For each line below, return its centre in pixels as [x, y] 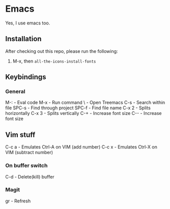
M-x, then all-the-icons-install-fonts [54, 61]
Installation [23, 39]
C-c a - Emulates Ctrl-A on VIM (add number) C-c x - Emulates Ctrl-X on [81, 147]
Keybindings [26, 77]
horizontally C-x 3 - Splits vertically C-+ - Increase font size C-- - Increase [83, 113]
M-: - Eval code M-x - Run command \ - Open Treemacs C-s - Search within [85, 103]
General [15, 92]
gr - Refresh [18, 201]
